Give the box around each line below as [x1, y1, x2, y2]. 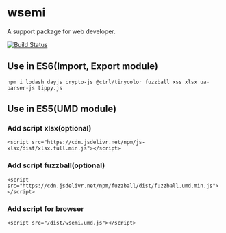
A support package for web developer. [7, 27, 116, 36]
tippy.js [37, 84, 63, 92]
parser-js [7, 84, 36, 92]
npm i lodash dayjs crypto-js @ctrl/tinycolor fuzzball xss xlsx [7, 79, 197, 85]
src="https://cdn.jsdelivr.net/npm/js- [32, 139, 146, 146]
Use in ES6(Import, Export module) [7, 60, 159, 72]
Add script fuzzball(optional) [7, 161, 105, 170]
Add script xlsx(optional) [7, 124, 92, 133]
